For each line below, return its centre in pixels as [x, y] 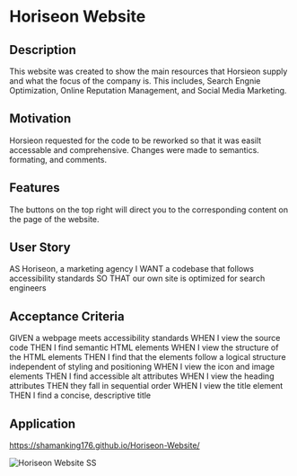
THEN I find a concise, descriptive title [80, 395]
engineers [28, 288]
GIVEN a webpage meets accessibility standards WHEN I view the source [145, 338]
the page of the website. [55, 219]
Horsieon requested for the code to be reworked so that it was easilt [135, 140]
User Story [40, 248]
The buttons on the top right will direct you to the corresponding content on [149, 210]
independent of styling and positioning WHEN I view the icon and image [142, 367]
